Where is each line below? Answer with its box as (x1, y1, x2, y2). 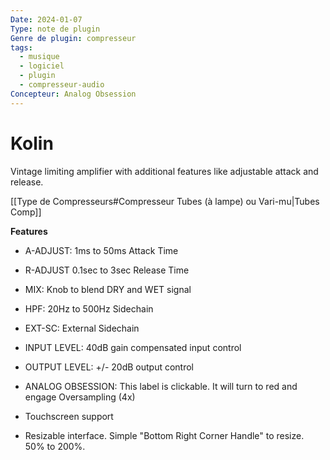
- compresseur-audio (19, 80, 105, 90)
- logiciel (19, 61, 65, 71)
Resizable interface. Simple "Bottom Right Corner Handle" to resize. (24, 429, 305, 441)
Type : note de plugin (10, 24, 101, 34)
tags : (10, 42, 33, 53)
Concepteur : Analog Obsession (10, 89, 137, 99)
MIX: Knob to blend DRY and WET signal (24, 283, 192, 295)
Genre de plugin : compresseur (10, 33, 137, 43)
